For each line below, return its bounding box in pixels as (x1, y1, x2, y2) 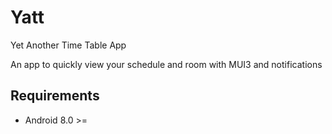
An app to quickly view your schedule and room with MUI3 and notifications (10, 58, 323, 70)
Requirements (10, 87, 100, 105)
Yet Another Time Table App (10, 39, 127, 51)
